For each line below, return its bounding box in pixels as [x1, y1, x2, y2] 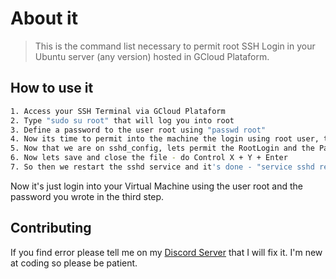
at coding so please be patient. [10, 257, 138, 269]
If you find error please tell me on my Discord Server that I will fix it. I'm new [10, 246, 323, 258]
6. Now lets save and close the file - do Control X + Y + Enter [10, 153, 288, 163]
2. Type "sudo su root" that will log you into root [10, 115, 235, 126]
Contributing [10, 220, 92, 237]
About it [10, 7, 78, 30]
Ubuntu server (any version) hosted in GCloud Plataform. [34, 50, 270, 62]
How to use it [10, 80, 94, 97]
